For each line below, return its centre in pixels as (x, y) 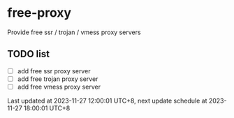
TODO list (29, 54)
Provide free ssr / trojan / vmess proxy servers (74, 32)
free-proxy (39, 13)
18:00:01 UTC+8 (47, 108)
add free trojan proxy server (58, 79)
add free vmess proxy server (59, 87)
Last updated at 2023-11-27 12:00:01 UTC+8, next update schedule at (107, 101)
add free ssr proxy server (54, 71)
